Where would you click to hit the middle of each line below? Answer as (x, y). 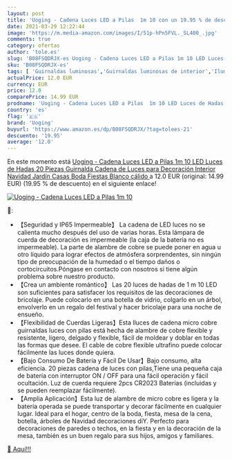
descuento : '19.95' (35, 135)
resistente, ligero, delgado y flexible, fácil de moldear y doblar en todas (118, 338)
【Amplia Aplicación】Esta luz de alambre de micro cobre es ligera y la (118, 399)
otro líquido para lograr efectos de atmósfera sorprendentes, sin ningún (119, 255)
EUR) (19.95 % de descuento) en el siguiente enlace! (82, 184)
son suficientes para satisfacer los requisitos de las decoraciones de (115, 293)
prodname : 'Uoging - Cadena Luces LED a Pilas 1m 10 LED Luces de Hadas (116, 104)
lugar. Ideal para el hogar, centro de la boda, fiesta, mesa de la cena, (115, 414)
